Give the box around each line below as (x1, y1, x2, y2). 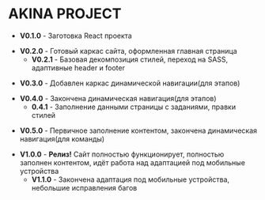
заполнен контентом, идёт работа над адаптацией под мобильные (19, 157, 245, 167)
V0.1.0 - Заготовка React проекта (19, 31, 132, 40)
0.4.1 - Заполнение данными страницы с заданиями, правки (31, 102, 236, 111)
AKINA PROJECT (8, 5, 122, 23)
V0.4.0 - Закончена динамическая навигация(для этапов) (19, 93, 217, 103)
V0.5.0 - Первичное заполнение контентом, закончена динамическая (19, 126, 258, 135)
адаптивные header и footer (31, 62, 125, 72)
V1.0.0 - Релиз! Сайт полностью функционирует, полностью (19, 149, 225, 159)
